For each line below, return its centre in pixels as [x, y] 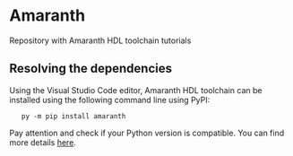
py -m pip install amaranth [73, 116]
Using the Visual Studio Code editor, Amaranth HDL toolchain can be [136, 90]
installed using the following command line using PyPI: [110, 100]
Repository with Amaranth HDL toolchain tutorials [100, 40]
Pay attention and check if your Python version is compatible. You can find [147, 133]
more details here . [43, 142]
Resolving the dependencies [91, 69]
